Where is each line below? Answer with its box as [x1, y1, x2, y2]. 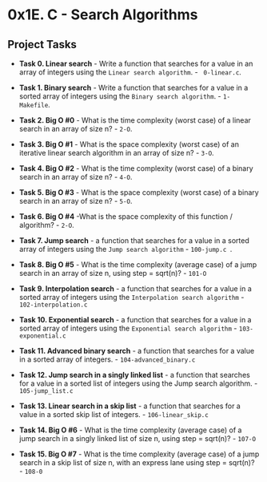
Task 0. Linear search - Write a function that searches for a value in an [18, 59, 253, 68]
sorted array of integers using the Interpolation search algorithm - [18, 293, 245, 302]
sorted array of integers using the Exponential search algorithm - [18, 323, 237, 333]
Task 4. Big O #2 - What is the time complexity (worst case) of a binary [18, 164, 253, 173]
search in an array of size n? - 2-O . [18, 124, 133, 133]
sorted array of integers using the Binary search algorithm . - [18, 91, 221, 101]
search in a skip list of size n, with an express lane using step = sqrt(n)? [18, 458, 255, 467]
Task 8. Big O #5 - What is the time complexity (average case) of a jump [18, 260, 257, 269]
